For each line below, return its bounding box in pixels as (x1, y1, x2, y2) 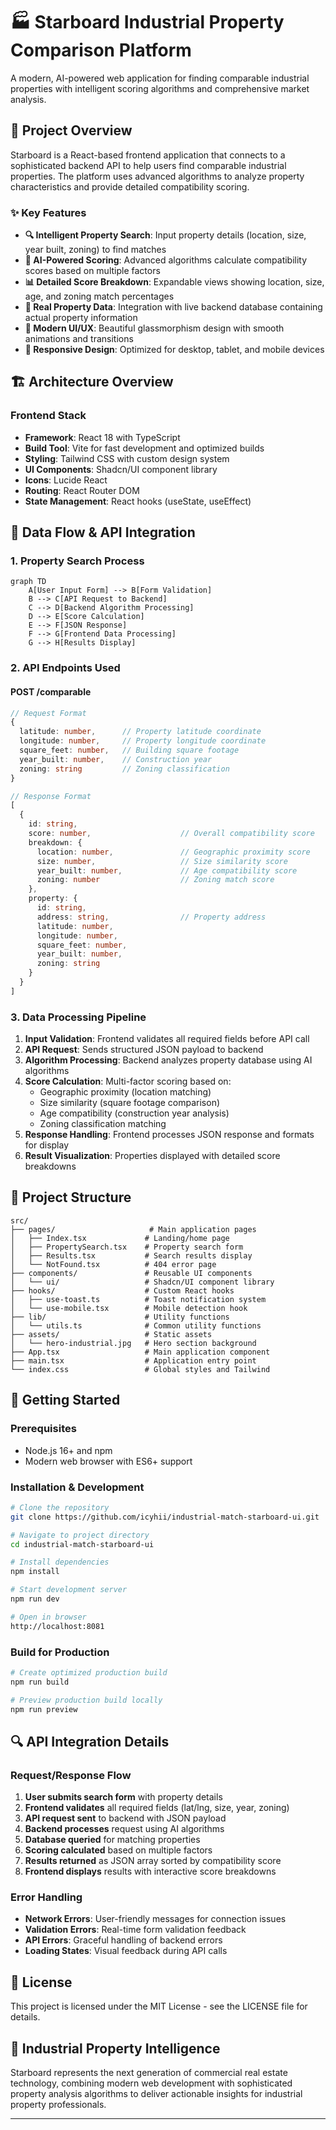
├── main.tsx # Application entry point (10, 1355, 257, 1366)
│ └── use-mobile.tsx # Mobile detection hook (10, 1303, 248, 1313)
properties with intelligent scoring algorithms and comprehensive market (10, 82, 310, 94)
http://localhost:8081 (10, 1621, 105, 1631)
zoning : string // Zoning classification (19, 764, 230, 774)
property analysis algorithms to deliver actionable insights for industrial (10, 2088, 303, 2100)
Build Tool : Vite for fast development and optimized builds (24, 442, 265, 454)
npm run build (10, 1677, 70, 1687)
